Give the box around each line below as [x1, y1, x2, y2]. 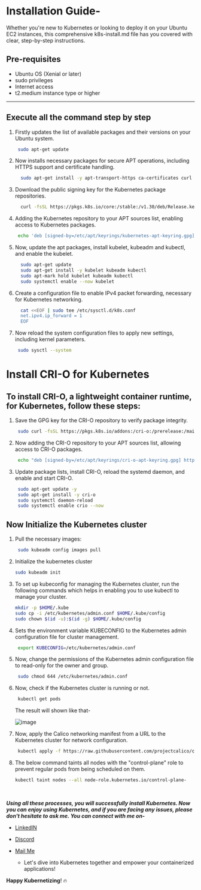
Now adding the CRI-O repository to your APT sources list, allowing [14, 439, 181, 446]
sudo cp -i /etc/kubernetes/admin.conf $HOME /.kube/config [14, 610, 166, 616]
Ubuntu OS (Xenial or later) [14, 70, 82, 77]
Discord [14, 835, 35, 843]
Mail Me [14, 847, 35, 854]
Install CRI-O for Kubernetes [6, 368, 150, 381]
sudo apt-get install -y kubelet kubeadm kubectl [20, 267, 147, 273]
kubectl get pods [17, 696, 61, 702]
